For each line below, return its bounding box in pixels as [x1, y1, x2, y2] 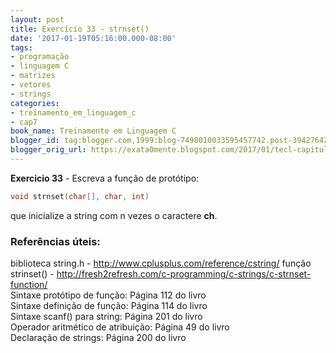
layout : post [10, 14, 65, 25]
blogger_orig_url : [10, 145, 87, 155]
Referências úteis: [10, 234, 101, 248]
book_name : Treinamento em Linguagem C [10, 126, 177, 136]
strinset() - [10, 268, 55, 280]
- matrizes [10, 71, 56, 81]
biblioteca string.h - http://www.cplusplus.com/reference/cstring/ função [10, 257, 312, 270]
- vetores [10, 80, 52, 90]
